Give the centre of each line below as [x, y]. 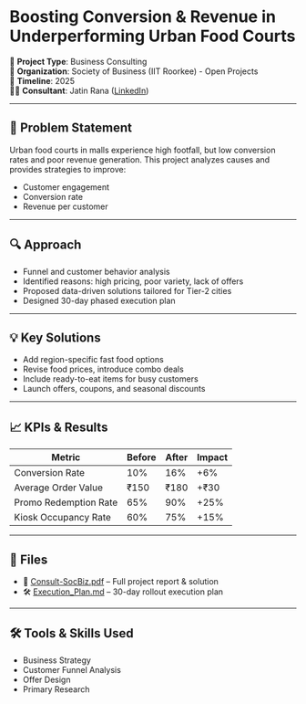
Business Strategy [56, 660]
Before [141, 457]
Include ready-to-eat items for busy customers [110, 379]
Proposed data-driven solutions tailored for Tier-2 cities [127, 290]
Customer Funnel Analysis [71, 669]
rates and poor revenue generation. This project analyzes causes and [140, 159]
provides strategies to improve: [68, 169]
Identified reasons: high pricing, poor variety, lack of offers [133, 281]
